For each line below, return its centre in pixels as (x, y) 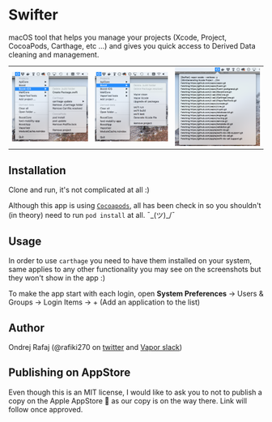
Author (26, 328)
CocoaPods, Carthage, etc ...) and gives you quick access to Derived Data (132, 45)
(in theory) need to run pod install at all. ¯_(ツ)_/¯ (92, 215)
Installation (37, 171)
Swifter (33, 15)
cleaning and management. (54, 54)
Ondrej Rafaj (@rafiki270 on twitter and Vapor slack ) (96, 347)
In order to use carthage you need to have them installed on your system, (130, 261)
